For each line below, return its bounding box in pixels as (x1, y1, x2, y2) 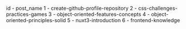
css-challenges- (138, 5, 178, 11)
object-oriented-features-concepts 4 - (56, 11, 150, 18)
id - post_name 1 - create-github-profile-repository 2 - (6, 5, 137, 11)
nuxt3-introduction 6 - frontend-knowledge (75, 17, 180, 23)
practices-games (6, 11, 47, 18)
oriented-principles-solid (6, 17, 66, 23)
